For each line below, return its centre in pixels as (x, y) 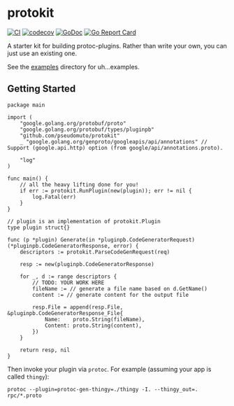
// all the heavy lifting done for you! (79, 184)
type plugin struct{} (39, 227)
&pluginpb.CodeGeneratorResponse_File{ (65, 313)
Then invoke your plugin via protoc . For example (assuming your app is (109, 369)
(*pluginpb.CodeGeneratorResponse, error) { (73, 246)
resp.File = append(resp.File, (78, 307)
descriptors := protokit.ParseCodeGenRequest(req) (95, 252)
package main (26, 105)
